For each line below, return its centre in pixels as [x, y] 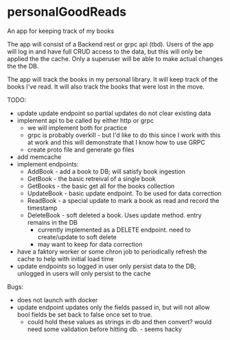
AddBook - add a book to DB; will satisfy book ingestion [106, 171]
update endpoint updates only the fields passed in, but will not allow [113, 307]
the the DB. [23, 66]
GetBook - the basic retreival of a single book [91, 178]
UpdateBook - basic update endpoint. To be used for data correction [124, 193]
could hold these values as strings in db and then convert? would [119, 321]
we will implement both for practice [77, 127]
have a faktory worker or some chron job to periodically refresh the [112, 252]
